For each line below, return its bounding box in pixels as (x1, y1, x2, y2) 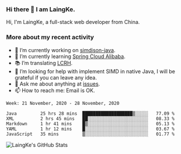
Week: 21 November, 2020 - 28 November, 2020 (6, 100, 119, 106)
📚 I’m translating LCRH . (14, 59, 73, 66)
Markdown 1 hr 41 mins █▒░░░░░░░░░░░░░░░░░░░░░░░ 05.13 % (6, 121, 175, 126)
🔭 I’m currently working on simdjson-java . (14, 46, 116, 53)
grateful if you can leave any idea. (14, 74, 97, 81)
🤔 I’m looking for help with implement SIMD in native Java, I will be (14, 67, 175, 75)
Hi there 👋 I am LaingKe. (6, 5, 75, 13)
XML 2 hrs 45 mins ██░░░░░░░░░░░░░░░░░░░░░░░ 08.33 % (6, 115, 175, 122)
